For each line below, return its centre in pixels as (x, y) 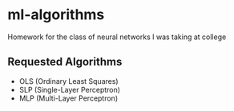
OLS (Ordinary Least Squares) (69, 81)
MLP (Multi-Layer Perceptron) (69, 98)
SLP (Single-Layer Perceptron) (70, 89)
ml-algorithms (56, 15)
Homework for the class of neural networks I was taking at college (117, 37)
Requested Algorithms (65, 62)
